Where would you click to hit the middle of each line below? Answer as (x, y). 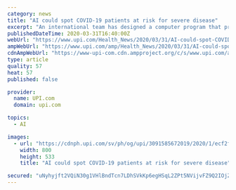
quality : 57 (25, 66)
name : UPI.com (34, 99)
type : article (28, 60)
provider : (22, 92)
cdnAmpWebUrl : (28, 53)
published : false (33, 79)
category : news (29, 14)
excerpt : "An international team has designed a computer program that (114, 27)
